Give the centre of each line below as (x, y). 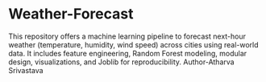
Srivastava (26, 70)
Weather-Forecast (71, 14)
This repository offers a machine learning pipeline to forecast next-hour (127, 36)
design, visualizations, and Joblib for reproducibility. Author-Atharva (122, 62)
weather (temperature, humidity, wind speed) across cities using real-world (134, 44)
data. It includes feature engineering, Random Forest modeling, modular (128, 53)
